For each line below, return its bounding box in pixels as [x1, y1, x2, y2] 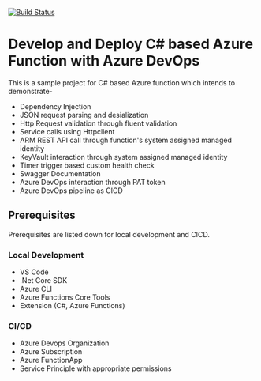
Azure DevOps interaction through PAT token [19, 177, 166, 187]
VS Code [19, 267, 49, 277]
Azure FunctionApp [19, 356, 83, 365]
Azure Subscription [19, 347, 83, 356]
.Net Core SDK [19, 276, 68, 285]
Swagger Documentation [19, 168, 101, 178]
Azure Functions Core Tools [19, 292, 110, 302]
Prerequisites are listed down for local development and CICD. [8, 229, 211, 239]
